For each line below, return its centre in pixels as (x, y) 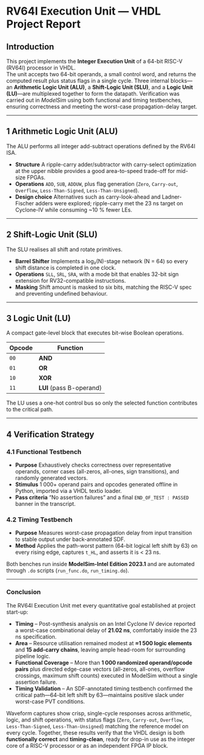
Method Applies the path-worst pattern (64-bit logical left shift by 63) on (106, 546)
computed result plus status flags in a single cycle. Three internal (88, 81)
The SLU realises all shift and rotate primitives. (64, 249)
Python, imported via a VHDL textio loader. (68, 491)
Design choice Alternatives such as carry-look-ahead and (88, 197)
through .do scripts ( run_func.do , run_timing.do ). (68, 570)
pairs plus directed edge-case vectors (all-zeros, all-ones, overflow (100, 669)
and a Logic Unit (172, 87)
